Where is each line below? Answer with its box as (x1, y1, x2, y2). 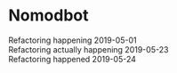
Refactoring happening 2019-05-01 (8, 35, 137, 45)
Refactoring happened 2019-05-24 (8, 53, 137, 64)
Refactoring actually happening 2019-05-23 (8, 44, 169, 54)
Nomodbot (8, 5, 89, 26)
